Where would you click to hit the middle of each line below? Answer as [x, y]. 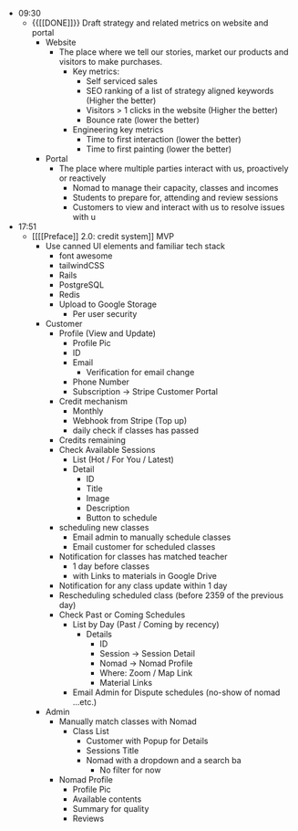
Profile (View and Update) [108, 333]
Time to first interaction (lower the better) [164, 139]
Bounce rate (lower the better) [143, 120]
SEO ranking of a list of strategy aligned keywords [180, 91]
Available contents [107, 799]
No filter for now [130, 770]
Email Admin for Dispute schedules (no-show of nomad [176, 692]
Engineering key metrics [118, 130]
